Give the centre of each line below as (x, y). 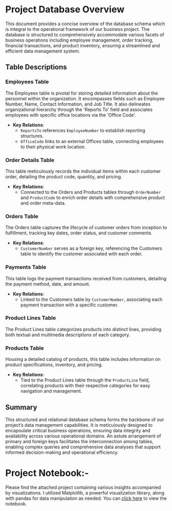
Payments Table (26, 267)
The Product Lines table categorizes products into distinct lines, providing (83, 329)
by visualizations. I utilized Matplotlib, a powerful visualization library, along (85, 492)
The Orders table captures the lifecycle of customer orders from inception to (86, 228)
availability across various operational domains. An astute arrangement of (83, 436)
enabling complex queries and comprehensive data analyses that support (83, 447)
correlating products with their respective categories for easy (85, 386)
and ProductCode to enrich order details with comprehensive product (93, 197)
